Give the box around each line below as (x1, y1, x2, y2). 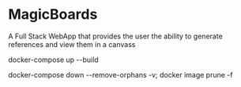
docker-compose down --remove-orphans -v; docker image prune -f (8, 70, 233, 79)
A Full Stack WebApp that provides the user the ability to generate (8, 31, 223, 41)
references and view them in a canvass (8, 39, 136, 49)
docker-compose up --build (8, 55, 99, 64)
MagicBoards (8, 5, 98, 24)
